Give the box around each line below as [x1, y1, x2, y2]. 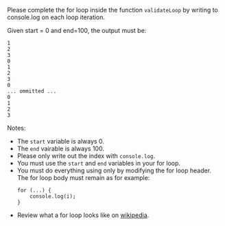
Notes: [7, 124, 26, 132]
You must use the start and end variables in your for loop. [16, 159, 180, 167]
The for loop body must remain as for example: [16, 174, 150, 181]
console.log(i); [29, 193, 76, 200]
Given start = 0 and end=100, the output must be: [7, 27, 147, 34]
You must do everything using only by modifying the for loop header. [16, 166, 211, 174]
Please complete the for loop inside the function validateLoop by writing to [7, 6, 218, 14]
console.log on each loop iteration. [7, 13, 105, 21]
